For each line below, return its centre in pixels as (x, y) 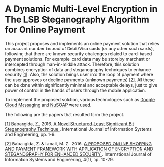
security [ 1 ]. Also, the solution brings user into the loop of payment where (79, 74)
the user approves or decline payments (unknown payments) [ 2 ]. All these (80, 80)
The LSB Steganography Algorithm (77, 19)
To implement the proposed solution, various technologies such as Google (80, 99)
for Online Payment (45, 30)
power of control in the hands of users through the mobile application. (76, 90)
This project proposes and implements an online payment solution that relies (82, 43)
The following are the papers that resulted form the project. (65, 114)
